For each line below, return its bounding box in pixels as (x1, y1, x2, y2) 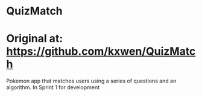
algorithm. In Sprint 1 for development (6, 84, 100, 91)
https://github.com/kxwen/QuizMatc (6, 45, 196, 58)
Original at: (6, 32, 63, 46)
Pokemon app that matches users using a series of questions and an (6, 77, 177, 85)
